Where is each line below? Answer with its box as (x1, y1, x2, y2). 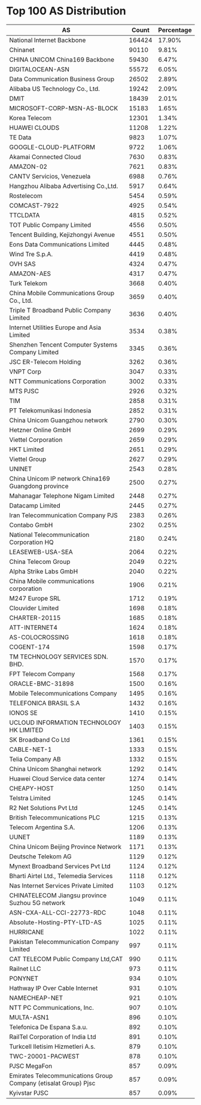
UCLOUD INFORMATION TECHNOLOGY (9, 718, 121, 727)
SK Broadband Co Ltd (9, 735, 70, 743)
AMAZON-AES (9, 269, 51, 278)
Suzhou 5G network (9, 898, 66, 907)
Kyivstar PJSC (9, 1088, 49, 1097)
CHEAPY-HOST (9, 784, 54, 793)
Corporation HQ (9, 538, 54, 546)
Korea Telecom (9, 114, 52, 122)
